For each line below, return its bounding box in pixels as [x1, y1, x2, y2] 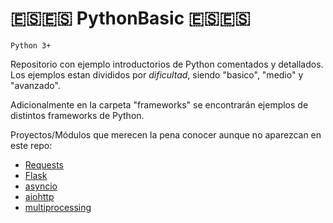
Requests [24, 158, 64, 171]
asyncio [24, 180, 58, 192]
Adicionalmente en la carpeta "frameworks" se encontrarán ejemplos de [10, 98, 309, 111]
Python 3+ [10, 40, 52, 51]
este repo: [10, 139, 53, 151]
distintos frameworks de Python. [10, 109, 145, 121]
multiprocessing [24, 201, 92, 213]
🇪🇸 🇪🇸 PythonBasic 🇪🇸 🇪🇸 [10, 7, 251, 30]
